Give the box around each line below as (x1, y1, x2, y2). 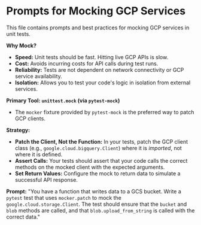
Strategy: (6, 126, 31, 133)
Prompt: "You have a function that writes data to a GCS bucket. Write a (6, 187, 181, 195)
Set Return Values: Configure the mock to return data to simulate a (14, 169, 181, 177)
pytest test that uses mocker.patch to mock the (6, 194, 121, 201)
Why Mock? (6, 42, 37, 49)
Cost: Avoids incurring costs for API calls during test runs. (14, 60, 159, 67)
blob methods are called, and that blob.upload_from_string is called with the (6, 206, 195, 214)
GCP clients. (14, 115, 46, 122)
